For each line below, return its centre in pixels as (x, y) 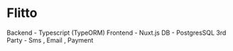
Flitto (22, 13)
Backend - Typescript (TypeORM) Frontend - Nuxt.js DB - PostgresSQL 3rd (116, 33)
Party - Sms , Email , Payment (50, 40)
